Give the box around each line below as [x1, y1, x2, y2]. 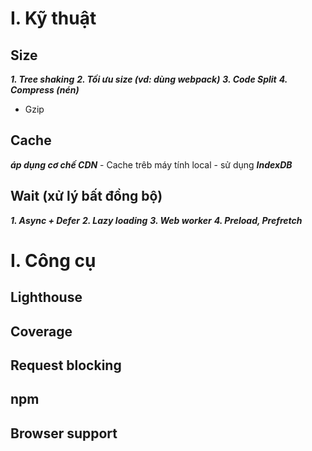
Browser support [10, 425, 118, 442]
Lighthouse [10, 289, 83, 306]
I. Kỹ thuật [10, 7, 97, 30]
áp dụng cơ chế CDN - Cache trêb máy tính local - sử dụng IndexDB [10, 158, 293, 171]
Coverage [10, 323, 73, 340]
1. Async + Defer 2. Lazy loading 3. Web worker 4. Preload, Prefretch [10, 214, 303, 226]
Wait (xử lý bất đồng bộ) [10, 188, 163, 205]
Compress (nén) [10, 84, 80, 96]
